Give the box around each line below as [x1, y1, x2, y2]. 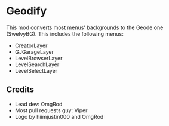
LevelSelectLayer [14, 67, 58, 74]
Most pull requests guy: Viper [14, 106, 88, 114]
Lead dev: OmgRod [14, 100, 63, 107]
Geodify [6, 4, 47, 18]
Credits [6, 85, 35, 95]
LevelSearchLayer [14, 61, 60, 68]
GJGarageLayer [14, 48, 54, 55]
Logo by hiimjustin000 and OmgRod [14, 113, 104, 120]
